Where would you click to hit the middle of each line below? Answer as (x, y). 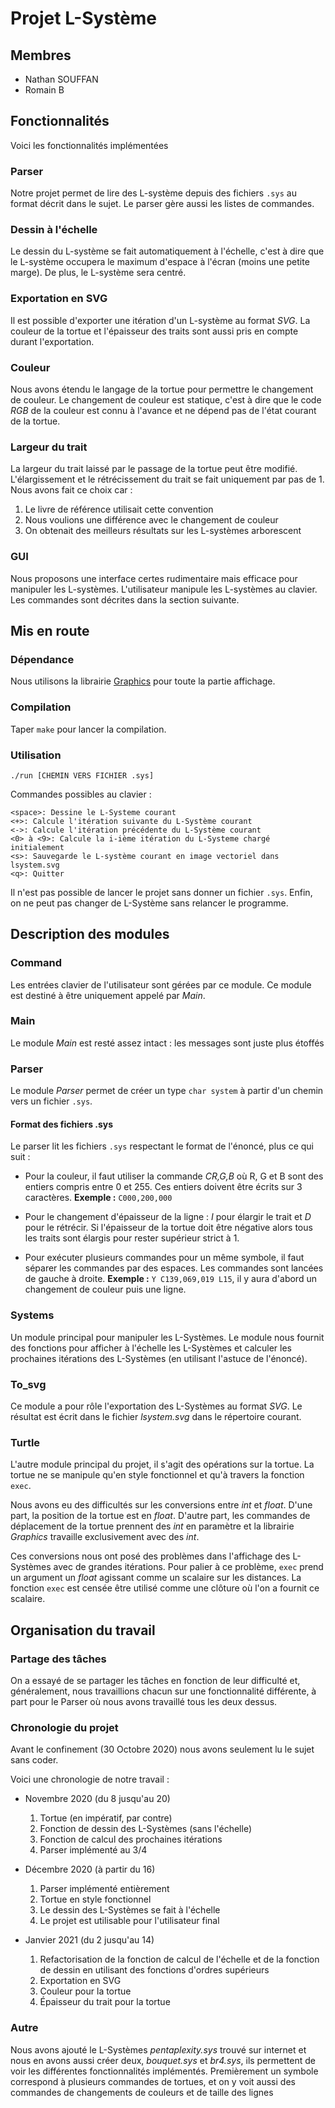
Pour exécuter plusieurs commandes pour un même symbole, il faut (164, 1258)
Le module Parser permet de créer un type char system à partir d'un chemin (167, 1091)
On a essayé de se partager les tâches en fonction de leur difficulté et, (155, 1680)
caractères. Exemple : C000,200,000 (98, 1198)
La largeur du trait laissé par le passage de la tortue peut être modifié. (154, 469)
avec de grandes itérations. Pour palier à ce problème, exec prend (188, 1567)
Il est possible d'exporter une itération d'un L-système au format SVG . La (160, 320)
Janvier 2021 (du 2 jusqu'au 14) (89, 1940)
